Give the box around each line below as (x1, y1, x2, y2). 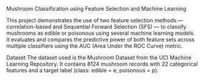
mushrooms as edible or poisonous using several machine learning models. (6, 29, 196, 37)
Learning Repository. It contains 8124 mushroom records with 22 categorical (6, 60, 198, 67)
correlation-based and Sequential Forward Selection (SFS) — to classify (6, 23, 187, 30)
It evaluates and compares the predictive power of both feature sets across (6, 36, 195, 43)
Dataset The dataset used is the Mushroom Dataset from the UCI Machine (6, 54, 191, 61)
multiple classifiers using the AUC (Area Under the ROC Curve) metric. (6, 42, 183, 49)
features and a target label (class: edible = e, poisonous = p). (6, 67, 159, 74)
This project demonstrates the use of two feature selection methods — (6, 17, 184, 23)
